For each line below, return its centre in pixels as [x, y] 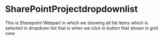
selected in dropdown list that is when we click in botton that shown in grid [81, 28]
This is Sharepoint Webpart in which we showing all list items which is [77, 23]
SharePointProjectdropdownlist [72, 9]
